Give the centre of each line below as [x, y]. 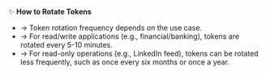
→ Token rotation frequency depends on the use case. [111, 28]
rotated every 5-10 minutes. [66, 45]
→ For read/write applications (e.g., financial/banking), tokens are [130, 36]
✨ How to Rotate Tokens [50, 12]
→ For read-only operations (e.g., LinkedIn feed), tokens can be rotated [139, 53]
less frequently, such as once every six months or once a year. [124, 62]
